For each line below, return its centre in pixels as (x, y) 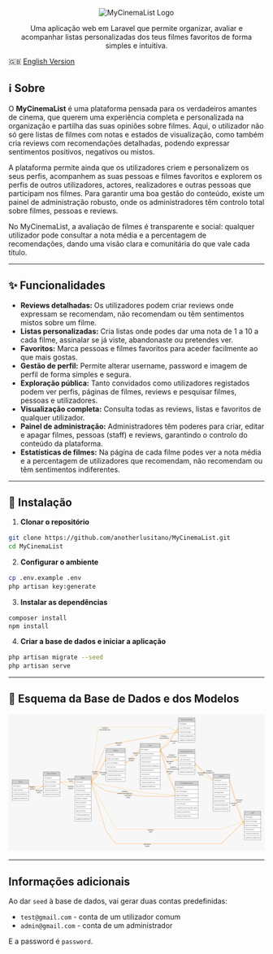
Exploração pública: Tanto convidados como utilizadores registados (135, 383)
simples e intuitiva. (136, 46)
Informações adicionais (69, 881)
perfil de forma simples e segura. (76, 374)
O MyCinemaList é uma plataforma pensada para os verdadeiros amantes (133, 108)
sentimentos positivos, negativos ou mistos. (82, 151)
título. (18, 252)
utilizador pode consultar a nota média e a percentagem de (108, 235)
